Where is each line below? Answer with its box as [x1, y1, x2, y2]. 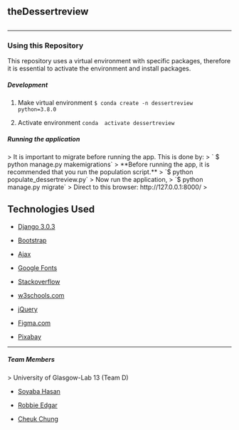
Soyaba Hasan [17, 387, 60, 395]
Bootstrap [17, 236, 47, 244]
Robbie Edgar [17, 401, 58, 409]
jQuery [17, 305, 38, 313]
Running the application [7, 134, 80, 143]
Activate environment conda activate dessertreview [17, 119, 175, 127]
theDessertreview [7, 6, 89, 18]
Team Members [7, 355, 55, 364]
